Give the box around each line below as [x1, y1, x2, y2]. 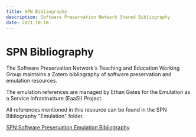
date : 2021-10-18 [6, 19, 49, 25]
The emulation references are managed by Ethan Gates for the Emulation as [6, 89, 191, 96]
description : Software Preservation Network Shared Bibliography [6, 14, 170, 20]
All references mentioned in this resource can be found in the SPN [6, 106, 167, 113]
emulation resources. [6, 77, 58, 84]
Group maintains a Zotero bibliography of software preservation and [6, 71, 172, 78]
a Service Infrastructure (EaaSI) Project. [6, 95, 103, 102]
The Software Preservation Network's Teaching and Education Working [6, 64, 180, 71]
